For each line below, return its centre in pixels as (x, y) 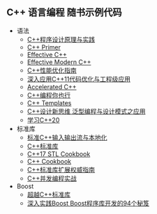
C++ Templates (49, 102)
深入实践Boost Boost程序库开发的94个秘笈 (88, 203)
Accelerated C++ (52, 86)
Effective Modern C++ (59, 62)
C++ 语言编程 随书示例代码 (64, 13)
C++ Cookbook (49, 161)
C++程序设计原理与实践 (61, 39)
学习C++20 (43, 120)
